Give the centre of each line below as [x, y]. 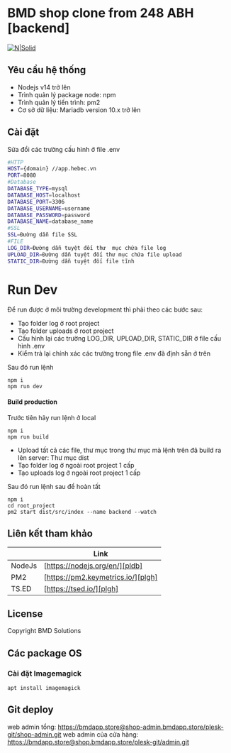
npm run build [28, 437]
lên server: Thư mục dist [53, 457]
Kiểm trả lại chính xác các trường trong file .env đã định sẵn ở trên [114, 353]
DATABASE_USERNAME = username [49, 208]
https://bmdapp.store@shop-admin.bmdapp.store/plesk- [141, 727]
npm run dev [25, 386]
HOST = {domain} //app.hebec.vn [52, 169]
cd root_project [31, 505]
